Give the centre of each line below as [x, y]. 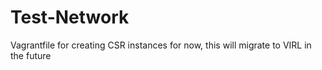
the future [31, 55]
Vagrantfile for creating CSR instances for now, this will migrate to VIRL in [161, 45]
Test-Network [70, 17]
